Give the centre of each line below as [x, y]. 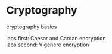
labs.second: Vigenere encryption [48, 45]
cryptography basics [32, 27]
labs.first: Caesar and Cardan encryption [56, 38]
